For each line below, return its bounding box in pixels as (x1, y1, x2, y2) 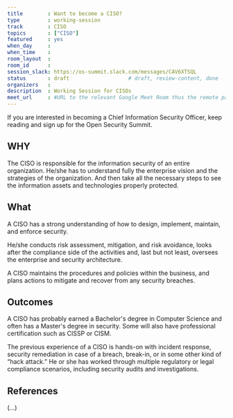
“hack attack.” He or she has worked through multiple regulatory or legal (7, 358, 214, 366)
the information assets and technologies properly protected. (7, 181, 179, 190)
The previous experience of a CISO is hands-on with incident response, (7, 343, 212, 351)
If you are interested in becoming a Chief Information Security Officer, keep (7, 113, 223, 122)
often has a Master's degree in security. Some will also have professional (7, 322, 216, 331)
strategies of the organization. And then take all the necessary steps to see (7, 174, 222, 182)
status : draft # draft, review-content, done (7, 74, 218, 82)
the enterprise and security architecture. (7, 255, 123, 264)
